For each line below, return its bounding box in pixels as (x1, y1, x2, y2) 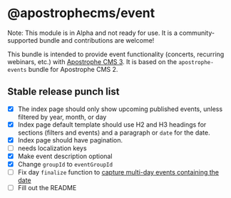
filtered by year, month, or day (17, 113, 107, 121)
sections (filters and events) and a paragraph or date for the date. (17, 128, 210, 137)
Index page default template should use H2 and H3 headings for (17, 120, 207, 129)
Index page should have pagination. (17, 135, 123, 144)
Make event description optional (17, 152, 113, 160)
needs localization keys (17, 144, 87, 152)
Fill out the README (17, 184, 77, 192)
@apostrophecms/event (7, 5, 155, 21)
